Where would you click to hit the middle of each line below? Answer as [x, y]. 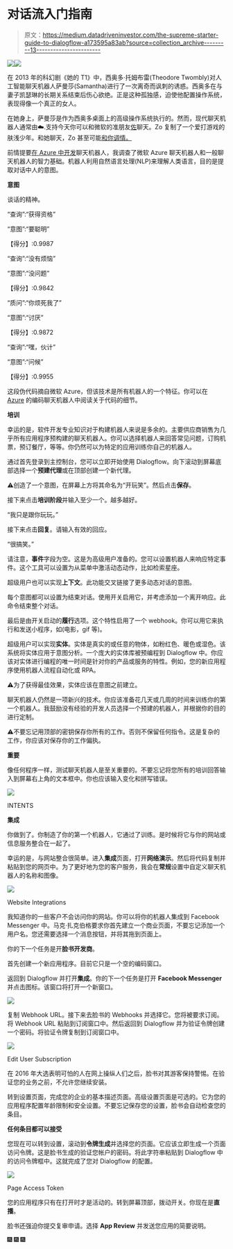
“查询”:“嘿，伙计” [32, 347]
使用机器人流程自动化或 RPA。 [56, 670]
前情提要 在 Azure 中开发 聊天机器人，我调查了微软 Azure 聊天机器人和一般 [113, 152]
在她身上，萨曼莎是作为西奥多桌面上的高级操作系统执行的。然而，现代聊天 [113, 118]
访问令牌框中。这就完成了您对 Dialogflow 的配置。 [85, 1161]
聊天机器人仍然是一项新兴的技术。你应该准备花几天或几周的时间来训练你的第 [116, 700]
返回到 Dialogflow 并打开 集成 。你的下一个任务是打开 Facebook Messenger [114, 978]
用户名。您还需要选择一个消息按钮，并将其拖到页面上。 [86, 934]
